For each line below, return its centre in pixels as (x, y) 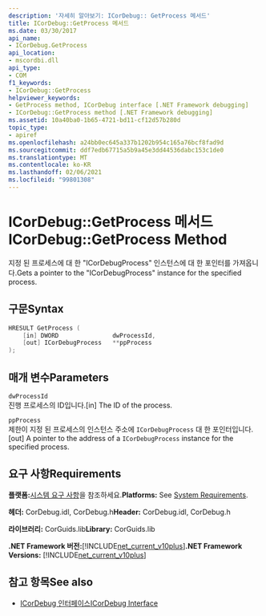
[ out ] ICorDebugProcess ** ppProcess (87, 343)
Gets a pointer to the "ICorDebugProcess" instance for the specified (129, 273)
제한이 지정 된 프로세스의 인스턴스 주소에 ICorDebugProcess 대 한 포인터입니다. (131, 429)
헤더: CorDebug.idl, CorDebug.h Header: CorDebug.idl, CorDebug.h (119, 512)
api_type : (25, 68)
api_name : (25, 38)
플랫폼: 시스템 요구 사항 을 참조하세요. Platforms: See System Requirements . (128, 495)
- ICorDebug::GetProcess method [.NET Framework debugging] (111, 113)
